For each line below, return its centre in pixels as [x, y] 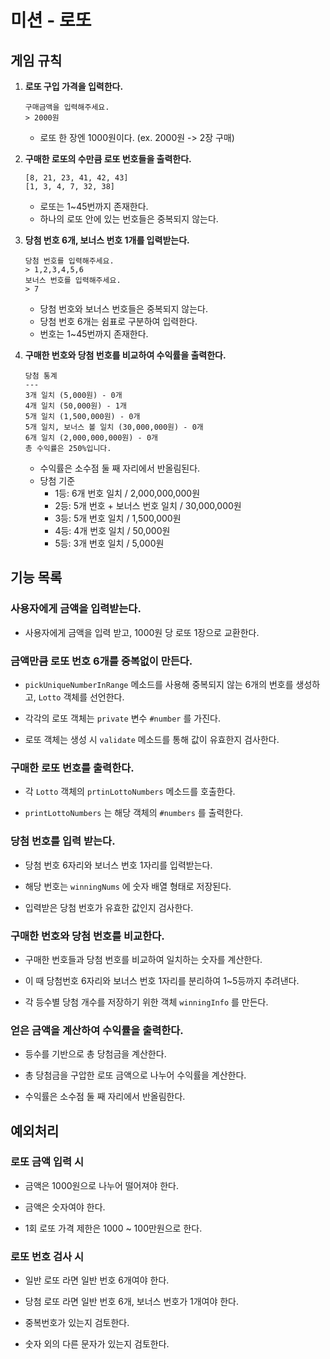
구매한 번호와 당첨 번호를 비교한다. [87, 936]
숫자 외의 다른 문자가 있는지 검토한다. [97, 1344]
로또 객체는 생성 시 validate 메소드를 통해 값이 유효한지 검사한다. [152, 739]
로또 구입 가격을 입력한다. [74, 86]
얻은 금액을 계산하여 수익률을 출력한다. [97, 1030]
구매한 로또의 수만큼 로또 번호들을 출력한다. [108, 159]
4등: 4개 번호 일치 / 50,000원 [112, 530]
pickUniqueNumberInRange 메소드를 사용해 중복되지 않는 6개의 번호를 [159, 684]
